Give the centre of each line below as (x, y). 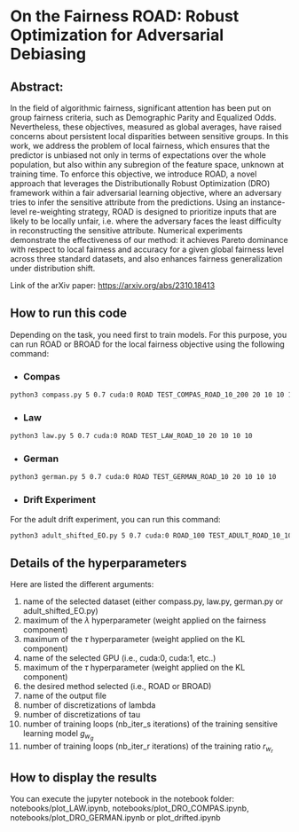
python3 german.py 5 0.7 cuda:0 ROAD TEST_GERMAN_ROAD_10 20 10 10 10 (143, 477)
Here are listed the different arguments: (82, 585)
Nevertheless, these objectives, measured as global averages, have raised (146, 127)
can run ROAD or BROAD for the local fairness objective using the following (147, 344)
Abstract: (37, 86)
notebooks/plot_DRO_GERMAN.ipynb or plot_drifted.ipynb (115, 818)
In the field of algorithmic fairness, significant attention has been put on (141, 108)
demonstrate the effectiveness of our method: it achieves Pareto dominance (149, 240)
